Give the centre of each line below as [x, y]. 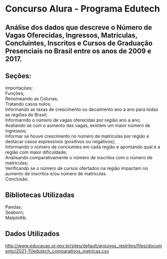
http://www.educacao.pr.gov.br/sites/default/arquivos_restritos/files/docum [83, 246]
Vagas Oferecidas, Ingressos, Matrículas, [71, 35]
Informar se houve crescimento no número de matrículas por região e [77, 136]
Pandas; [14, 207]
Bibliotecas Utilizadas [40, 195]
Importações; [19, 88]
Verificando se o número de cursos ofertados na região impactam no [77, 168]
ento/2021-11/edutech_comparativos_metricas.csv [57, 251]
